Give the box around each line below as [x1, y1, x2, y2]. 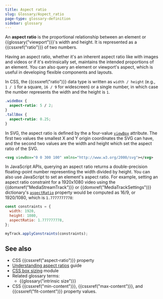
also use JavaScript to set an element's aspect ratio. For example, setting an [5, 174, 158, 180]
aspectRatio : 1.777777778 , [9, 218, 64, 223]
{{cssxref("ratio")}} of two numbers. [5, 44, 78, 50]
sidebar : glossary [5, 20, 42, 26]
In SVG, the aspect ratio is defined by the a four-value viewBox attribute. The [5, 130, 158, 136]
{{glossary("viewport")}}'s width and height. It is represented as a [5, 39, 137, 45]
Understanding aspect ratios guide [12, 262, 82, 268]
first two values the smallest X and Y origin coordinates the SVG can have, [5, 135, 154, 141]
